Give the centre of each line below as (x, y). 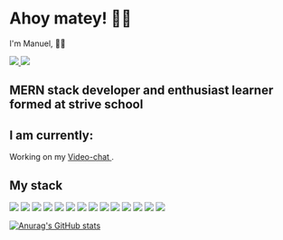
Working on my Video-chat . (62, 157)
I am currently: (52, 135)
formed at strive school (76, 104)
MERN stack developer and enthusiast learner (141, 91)
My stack (36, 185)
